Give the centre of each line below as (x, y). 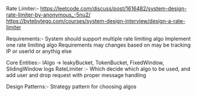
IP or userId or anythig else (39, 51)
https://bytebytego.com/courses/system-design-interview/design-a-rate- (96, 21)
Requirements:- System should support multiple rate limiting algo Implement (98, 39)
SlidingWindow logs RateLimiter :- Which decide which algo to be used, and (98, 69)
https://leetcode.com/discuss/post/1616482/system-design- (114, 9)
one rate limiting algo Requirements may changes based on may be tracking (98, 45)
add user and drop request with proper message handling (76, 75)
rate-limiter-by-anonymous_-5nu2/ (48, 15)
